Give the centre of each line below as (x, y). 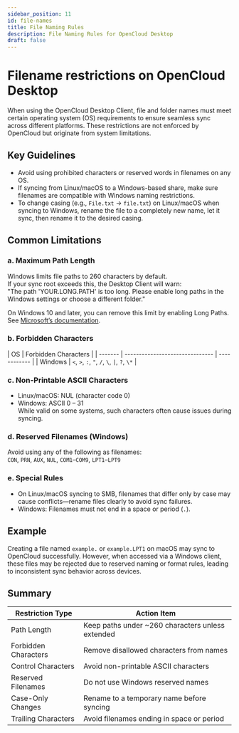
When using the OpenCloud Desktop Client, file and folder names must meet (119, 110)
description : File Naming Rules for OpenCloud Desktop (90, 34)
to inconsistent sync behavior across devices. (74, 571)
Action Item (156, 613)
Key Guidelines (42, 155)
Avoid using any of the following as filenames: (75, 452)
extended (99, 634)
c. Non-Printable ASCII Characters (68, 380)
